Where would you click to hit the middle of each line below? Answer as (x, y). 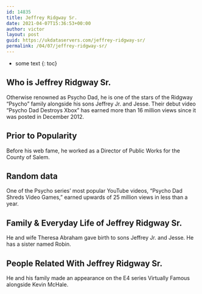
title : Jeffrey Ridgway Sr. (42, 18)
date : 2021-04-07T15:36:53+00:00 (49, 23)
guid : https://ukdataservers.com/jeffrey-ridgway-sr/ (76, 40)
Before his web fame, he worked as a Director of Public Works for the (93, 151)
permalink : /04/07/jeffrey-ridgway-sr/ (57, 46)
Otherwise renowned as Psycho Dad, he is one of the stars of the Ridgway (99, 97)
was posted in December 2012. (45, 117)
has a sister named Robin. (39, 244)
